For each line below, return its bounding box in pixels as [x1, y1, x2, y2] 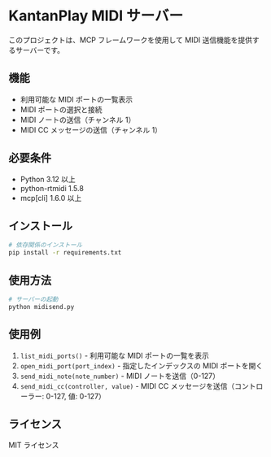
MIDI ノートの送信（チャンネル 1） [20, 115, 136, 124]
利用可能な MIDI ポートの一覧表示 [20, 94, 133, 104]
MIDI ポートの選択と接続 [20, 104, 103, 114]
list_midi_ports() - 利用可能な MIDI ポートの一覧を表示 [20, 350, 209, 360]
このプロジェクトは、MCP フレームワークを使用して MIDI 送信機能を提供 [8, 35, 253, 45]
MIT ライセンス [8, 440, 59, 450]
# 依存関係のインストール [8, 241, 83, 250]
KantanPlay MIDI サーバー [8, 7, 184, 25]
